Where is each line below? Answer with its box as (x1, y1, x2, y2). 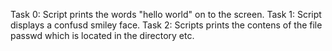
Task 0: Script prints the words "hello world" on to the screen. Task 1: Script (10, 9, 322, 20)
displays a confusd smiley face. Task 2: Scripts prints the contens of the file (10, 19, 323, 31)
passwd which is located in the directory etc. (10, 30, 195, 41)
